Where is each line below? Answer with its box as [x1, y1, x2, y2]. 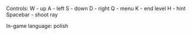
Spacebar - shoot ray [6, 11, 58, 18]
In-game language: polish [6, 23, 69, 29]
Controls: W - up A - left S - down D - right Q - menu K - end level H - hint [6, 5, 186, 12]
